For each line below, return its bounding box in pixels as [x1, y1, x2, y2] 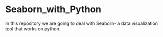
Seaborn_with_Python [5, 4, 101, 15]
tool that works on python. [5, 25, 61, 31]
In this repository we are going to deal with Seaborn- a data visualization [5, 20, 158, 26]
